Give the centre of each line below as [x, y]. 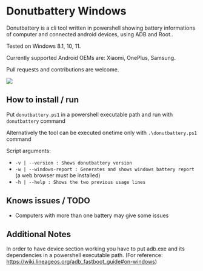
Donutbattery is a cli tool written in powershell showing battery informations [101, 28]
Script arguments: [29, 151]
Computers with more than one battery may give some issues [92, 215]
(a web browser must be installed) [58, 175]
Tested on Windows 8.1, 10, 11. [44, 46]
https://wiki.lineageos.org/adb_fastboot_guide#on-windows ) [82, 262]
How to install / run [43, 100]
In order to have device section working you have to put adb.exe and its [95, 249]
